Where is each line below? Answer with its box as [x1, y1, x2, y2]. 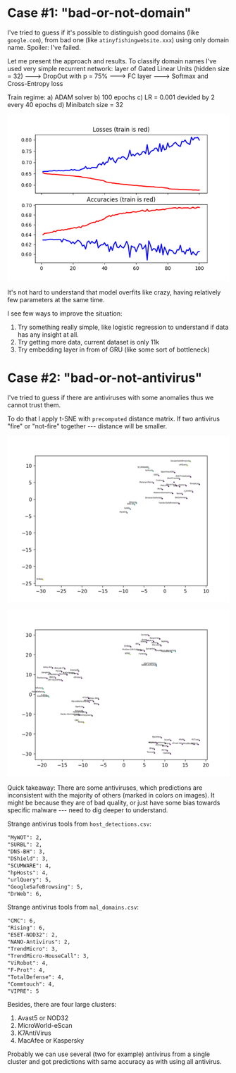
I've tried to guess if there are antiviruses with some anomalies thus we [7, 393, 214, 402]
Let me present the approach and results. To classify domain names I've [7, 56, 217, 65]
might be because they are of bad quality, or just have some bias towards [7, 798, 221, 807]
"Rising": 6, [7, 924, 46, 931]
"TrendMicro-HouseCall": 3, [7, 953, 90, 960]
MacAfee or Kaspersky [17, 1036, 85, 1044]
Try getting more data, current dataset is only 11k [17, 337, 160, 346]
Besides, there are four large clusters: [7, 1000, 117, 1008]
